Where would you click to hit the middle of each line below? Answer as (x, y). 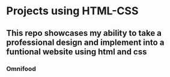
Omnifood (21, 69)
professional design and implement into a (85, 42)
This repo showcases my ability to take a (84, 33)
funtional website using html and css (77, 52)
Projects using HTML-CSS (72, 11)
